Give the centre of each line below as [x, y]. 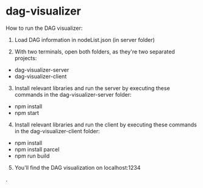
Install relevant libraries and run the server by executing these [92, 88]
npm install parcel [37, 149]
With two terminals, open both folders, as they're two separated [94, 51]
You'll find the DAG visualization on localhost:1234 [77, 167]
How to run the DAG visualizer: [44, 28]
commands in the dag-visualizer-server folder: [73, 94]
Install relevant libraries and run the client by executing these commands [106, 124]
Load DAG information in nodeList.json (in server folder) [84, 40]
